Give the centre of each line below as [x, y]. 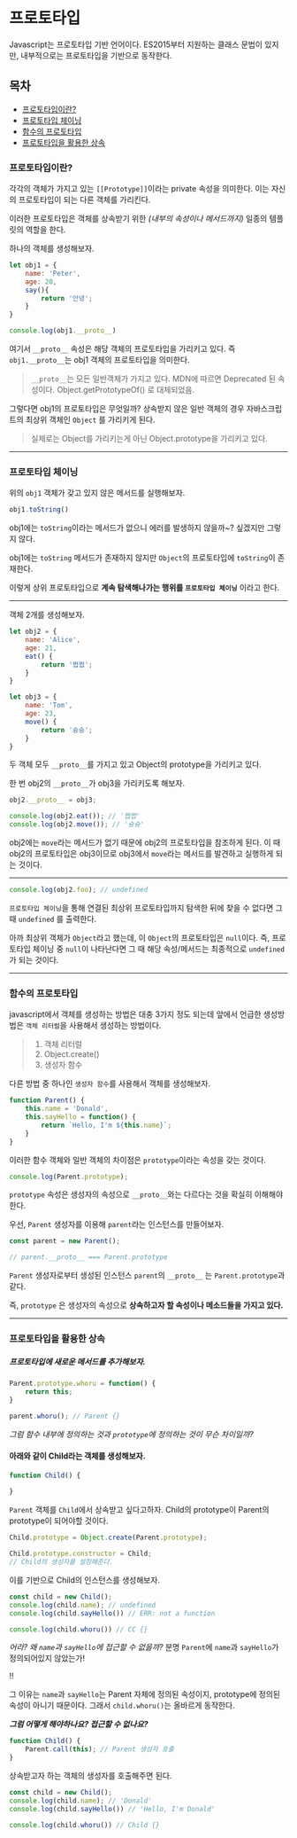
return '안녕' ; [67, 298]
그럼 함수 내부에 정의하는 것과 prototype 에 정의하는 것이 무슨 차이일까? [131, 1434]
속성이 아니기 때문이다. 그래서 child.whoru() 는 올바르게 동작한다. [122, 1705]
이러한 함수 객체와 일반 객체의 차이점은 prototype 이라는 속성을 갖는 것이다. [138, 1160]
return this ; [49, 1392]
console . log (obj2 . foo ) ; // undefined [79, 890]
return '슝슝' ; [67, 730]
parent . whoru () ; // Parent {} [65, 1416]
